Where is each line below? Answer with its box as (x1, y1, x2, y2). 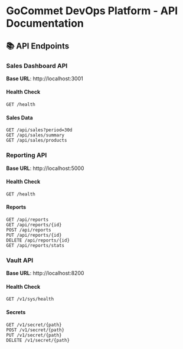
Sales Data (6, 114, 34, 121)
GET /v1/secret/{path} (6, 322, 62, 328)
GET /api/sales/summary (6, 132, 65, 138)
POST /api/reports (6, 227, 51, 233)
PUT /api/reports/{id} (6, 232, 62, 238)
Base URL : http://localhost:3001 (6, 75, 84, 82)
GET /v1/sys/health (6, 296, 54, 302)
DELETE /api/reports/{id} (6, 237, 70, 243)
